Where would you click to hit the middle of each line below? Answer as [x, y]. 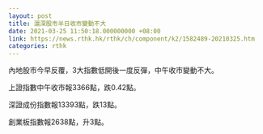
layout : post [30, 16]
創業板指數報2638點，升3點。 [59, 122]
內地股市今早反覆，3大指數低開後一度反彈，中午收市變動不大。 [113, 71]
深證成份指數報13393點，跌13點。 [65, 105]
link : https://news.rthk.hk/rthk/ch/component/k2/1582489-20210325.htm [131, 39]
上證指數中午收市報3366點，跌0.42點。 [74, 88]
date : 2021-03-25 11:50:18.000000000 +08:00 [85, 31]
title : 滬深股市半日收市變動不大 [57, 24]
